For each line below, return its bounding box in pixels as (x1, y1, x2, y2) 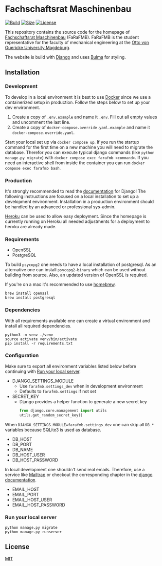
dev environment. (5, 104, 40, 110)
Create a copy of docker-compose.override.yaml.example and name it (12, 124, 150, 130)
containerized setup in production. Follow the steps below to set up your (5, 99, 150, 105)
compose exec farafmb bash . (5, 165, 61, 171)
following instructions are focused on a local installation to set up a (5, 193, 139, 199)
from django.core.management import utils (19, 408, 107, 413)
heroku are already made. (5, 223, 57, 229)
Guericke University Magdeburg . (5, 44, 71, 50)
